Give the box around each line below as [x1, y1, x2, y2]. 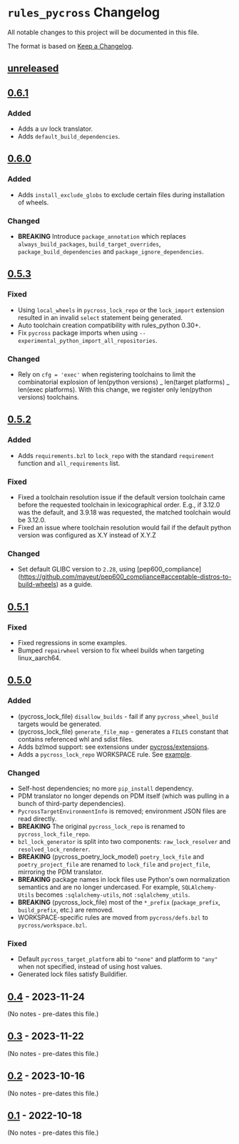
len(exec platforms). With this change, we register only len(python [17, 385, 213, 394]
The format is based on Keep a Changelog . [7, 41, 133, 50]
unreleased [7, 62, 59, 75]
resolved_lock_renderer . [17, 845, 91, 853]
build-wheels [17, 580, 57, 589]
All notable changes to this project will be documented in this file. [7, 28, 200, 36]
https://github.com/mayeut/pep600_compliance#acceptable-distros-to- [20, 572, 232, 581]
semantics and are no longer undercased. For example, [17, 882, 180, 891]
